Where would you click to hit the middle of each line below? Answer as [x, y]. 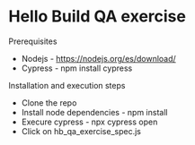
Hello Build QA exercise [97, 17]
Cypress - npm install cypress [77, 68]
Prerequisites [33, 41]
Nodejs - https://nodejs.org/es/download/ [98, 58]
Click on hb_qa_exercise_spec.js [81, 131]
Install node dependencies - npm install [94, 112]
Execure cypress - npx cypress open [89, 122]
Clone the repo [49, 102]
